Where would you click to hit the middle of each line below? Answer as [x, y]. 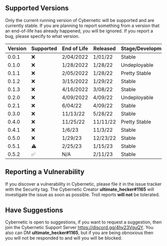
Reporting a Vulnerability [45, 172]
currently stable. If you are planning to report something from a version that [83, 25]
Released [104, 48]
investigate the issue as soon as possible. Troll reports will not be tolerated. [83, 195]
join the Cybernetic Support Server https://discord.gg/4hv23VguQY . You [79, 228]
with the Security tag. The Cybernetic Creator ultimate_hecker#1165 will [80, 189]
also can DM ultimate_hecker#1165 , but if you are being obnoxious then [79, 233]
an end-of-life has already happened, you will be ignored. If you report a [79, 31]
